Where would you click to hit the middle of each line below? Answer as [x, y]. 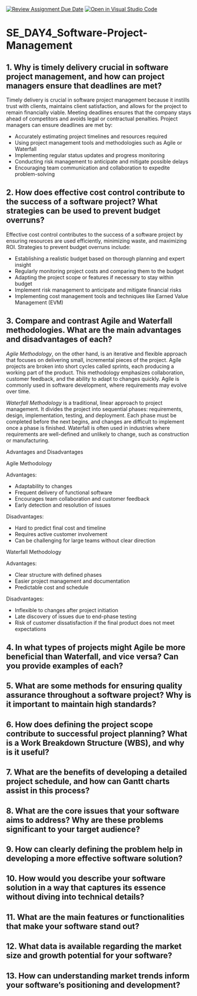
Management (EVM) [39, 302]
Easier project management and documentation [72, 581]
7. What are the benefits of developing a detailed [96, 773]
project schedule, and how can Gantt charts [88, 781]
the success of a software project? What [82, 202]
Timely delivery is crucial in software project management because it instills [98, 100]
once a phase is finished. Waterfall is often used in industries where [88, 427]
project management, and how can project [85, 76]
